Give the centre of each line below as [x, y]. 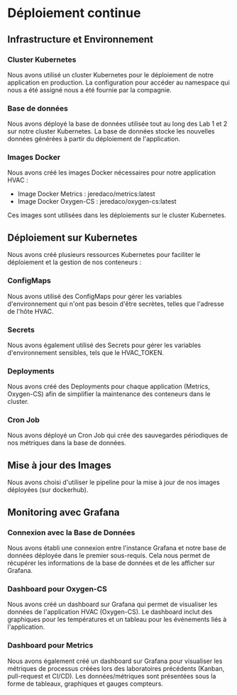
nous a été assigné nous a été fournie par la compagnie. [89, 89]
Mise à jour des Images [60, 465]
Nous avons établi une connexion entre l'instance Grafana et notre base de [117, 547]
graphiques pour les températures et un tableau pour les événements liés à [117, 620]
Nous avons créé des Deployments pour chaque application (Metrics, [109, 387]
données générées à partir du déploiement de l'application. [94, 139]
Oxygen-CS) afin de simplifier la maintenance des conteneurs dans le [109, 394]
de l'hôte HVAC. [31, 311]
